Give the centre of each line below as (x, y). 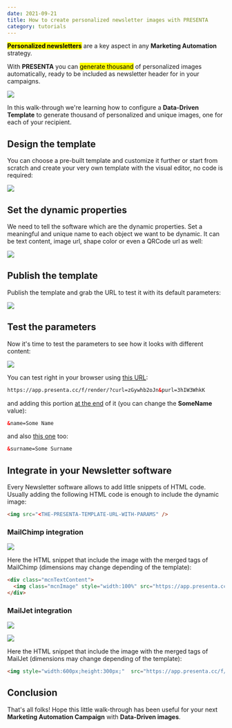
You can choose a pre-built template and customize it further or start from (113, 161)
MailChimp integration (46, 532)
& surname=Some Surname (40, 449)
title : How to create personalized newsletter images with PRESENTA (108, 20)
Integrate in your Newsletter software (89, 470)
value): (17, 411)
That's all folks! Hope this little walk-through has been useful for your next (113, 709)
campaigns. (24, 81)
